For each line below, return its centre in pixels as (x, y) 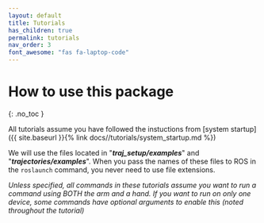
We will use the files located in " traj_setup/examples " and (104, 152)
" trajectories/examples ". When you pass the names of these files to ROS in (132, 161)
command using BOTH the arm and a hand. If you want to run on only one (130, 193)
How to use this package (91, 92)
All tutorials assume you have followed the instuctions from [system (119, 129)
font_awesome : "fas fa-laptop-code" (69, 52)
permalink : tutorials (44, 38)
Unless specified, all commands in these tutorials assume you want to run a (132, 185)
